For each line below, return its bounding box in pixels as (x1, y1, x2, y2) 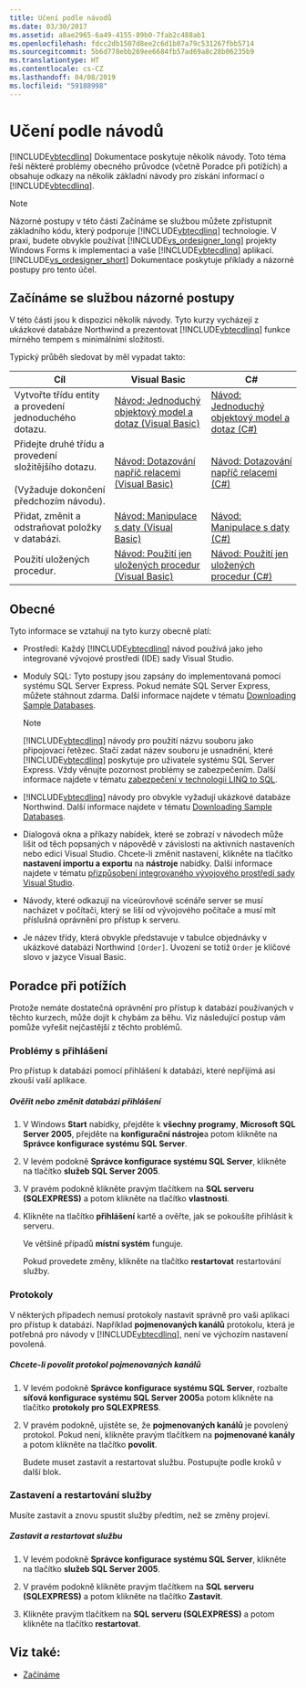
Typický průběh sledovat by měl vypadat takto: (9, 352, 186, 363)
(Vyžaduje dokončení (14, 483, 106, 496)
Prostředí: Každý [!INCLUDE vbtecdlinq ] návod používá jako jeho (22, 643, 263, 654)
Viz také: (9, 1645, 61, 1661)
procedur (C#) (210, 570, 273, 583)
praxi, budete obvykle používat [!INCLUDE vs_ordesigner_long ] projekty (9, 235, 277, 246)
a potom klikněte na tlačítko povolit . (22, 1439, 158, 1450)
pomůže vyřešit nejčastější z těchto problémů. (9, 1022, 183, 1032)
